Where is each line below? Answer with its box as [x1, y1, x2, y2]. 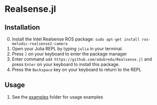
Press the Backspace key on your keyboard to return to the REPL [11, 67, 142, 72]
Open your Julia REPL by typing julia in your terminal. [11, 46, 123, 51]
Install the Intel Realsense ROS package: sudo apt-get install [11, 36, 140, 42]
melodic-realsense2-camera [11, 41, 68, 46]
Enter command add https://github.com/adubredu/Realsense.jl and [11, 56, 152, 62]
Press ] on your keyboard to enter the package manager [11, 51, 127, 57]
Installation [4, 23, 40, 32]
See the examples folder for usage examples [11, 94, 104, 100]
